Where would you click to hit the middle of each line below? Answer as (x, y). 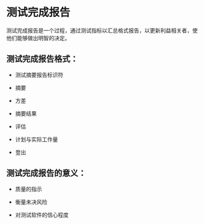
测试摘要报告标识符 (39, 75)
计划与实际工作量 (36, 139)
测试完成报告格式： (42, 59)
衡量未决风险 (31, 202)
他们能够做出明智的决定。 (38, 38)
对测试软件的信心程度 (42, 215)
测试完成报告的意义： (46, 173)
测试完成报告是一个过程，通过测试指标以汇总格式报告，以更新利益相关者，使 (102, 30)
